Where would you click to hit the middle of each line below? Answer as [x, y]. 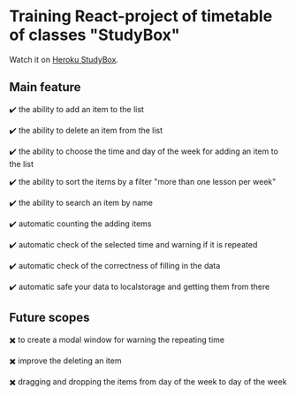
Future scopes [49, 318]
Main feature [45, 87]
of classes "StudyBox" [95, 35]
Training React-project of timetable [141, 16]
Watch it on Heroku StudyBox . [64, 59]
